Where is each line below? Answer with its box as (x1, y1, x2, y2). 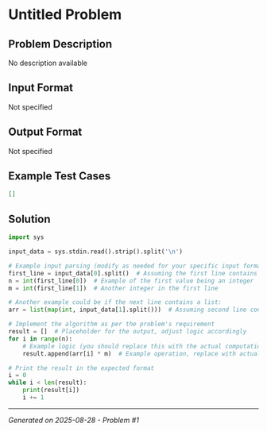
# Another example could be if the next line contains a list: (8, 298, 222, 306)
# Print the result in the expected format (8, 364, 155, 372)
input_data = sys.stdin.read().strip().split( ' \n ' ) (8, 248, 183, 256)
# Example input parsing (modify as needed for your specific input (8, 262, 240, 270)
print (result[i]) (22, 387, 80, 394)
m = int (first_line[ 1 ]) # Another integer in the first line (8, 284, 219, 292)
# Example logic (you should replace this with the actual (22, 342, 222, 350)
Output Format (8, 125, 83, 139)
